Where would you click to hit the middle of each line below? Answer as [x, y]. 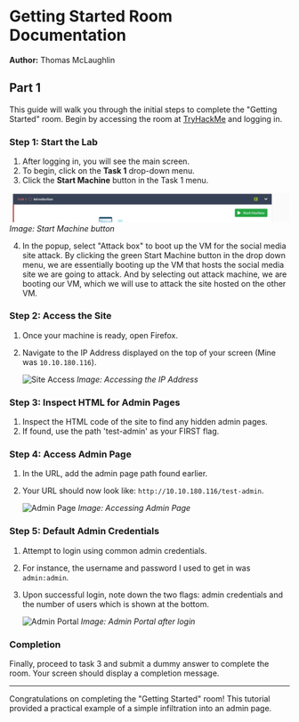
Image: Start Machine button [62, 228]
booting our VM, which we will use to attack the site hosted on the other [154, 283]
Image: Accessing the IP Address [137, 379]
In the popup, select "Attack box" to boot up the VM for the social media [154, 246]
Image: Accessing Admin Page [134, 508]
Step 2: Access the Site [61, 316]
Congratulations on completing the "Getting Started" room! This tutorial [140, 699]
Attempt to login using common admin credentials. [114, 550]
